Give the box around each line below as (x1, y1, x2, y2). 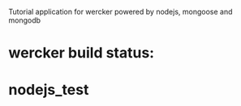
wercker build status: (8, 44, 155, 62)
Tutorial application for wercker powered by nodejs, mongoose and (8, 7, 233, 16)
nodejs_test (8, 81, 89, 100)
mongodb (8, 15, 41, 25)
